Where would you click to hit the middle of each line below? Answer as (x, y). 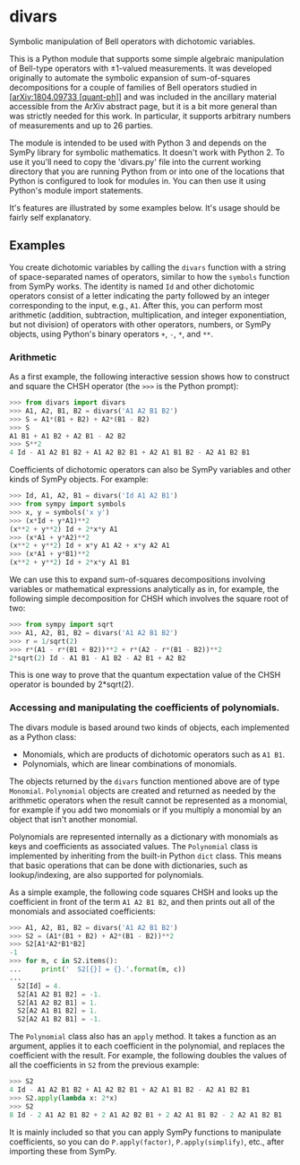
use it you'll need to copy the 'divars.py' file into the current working (135, 161)
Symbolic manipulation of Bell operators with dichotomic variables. (133, 41)
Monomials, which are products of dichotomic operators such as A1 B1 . (153, 754)
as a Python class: (43, 736)
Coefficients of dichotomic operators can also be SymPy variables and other (150, 470)
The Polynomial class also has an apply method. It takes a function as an (143, 1037)
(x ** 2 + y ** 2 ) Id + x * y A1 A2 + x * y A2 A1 (90, 546)
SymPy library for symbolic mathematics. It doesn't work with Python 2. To (147, 152)
